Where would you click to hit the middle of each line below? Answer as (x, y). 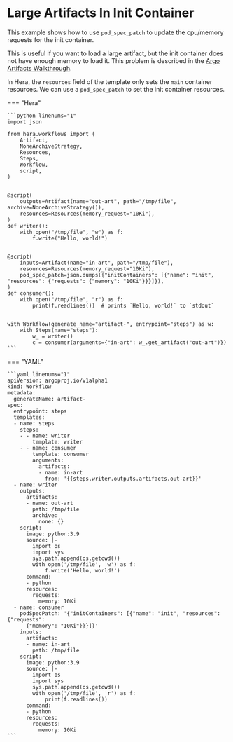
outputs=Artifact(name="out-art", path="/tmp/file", (98, 201)
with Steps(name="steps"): (59, 330)
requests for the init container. (51, 39)
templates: (29, 417)
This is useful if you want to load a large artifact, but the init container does (115, 53)
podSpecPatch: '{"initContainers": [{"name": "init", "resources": (120, 613)
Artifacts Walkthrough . (40, 68)
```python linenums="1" (42, 116)
